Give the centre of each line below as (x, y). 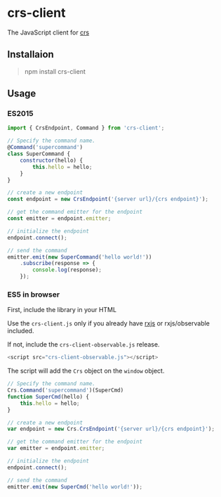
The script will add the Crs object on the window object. (86, 371)
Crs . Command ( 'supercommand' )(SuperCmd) (66, 390)
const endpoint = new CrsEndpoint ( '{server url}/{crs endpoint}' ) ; (108, 199)
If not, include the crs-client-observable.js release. (83, 344)
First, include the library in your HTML (62, 310)
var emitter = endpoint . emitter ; (56, 448)
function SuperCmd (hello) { (48, 396)
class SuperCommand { (39, 154)
